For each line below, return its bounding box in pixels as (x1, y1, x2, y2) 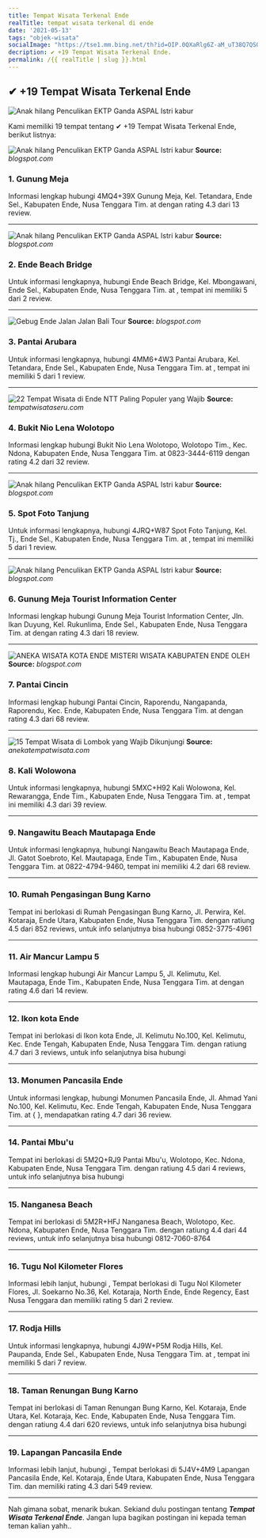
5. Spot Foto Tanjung (8, 507, 89, 518)
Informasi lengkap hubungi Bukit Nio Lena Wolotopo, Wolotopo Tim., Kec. (8, 440, 248, 450)
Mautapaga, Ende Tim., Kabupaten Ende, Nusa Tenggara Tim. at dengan (8, 977, 245, 986)
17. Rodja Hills (8, 1323, 62, 1334)
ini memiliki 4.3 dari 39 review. (8, 800, 107, 810)
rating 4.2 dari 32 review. (8, 457, 89, 466)
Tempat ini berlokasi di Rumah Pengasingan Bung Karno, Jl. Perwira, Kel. (8, 907, 246, 917)
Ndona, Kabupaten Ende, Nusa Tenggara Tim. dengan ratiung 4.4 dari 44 (8, 1225, 248, 1235)
